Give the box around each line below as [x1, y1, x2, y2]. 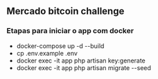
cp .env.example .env [16, 49, 78, 57]
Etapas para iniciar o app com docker [6, 26, 134, 36]
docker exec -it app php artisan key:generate [16, 56, 146, 65]
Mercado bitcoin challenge [6, 5, 125, 17]
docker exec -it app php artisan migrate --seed [16, 63, 152, 71]
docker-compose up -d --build [16, 41, 105, 50]
